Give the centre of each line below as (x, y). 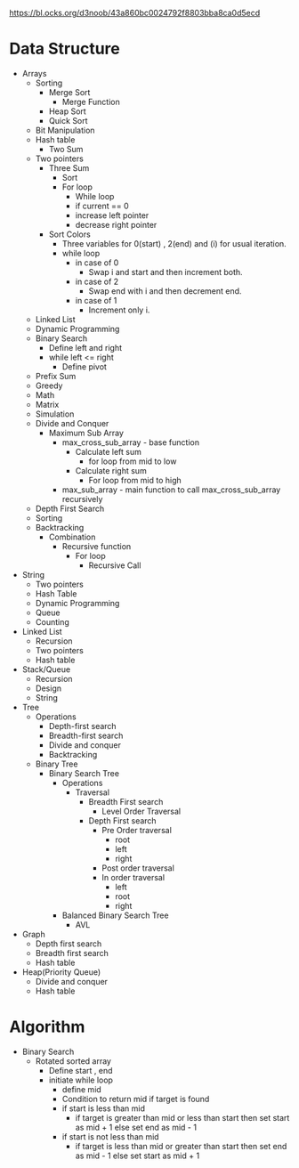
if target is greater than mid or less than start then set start (182, 1117)
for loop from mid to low (133, 461)
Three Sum (69, 167)
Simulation (55, 414)
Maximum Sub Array (86, 433)
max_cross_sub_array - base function (131, 442)
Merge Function (91, 101)
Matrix (47, 404)
